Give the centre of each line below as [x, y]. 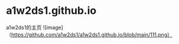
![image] [53, 27]
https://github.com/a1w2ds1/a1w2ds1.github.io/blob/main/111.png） [92, 34]
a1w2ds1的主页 [24, 27]
